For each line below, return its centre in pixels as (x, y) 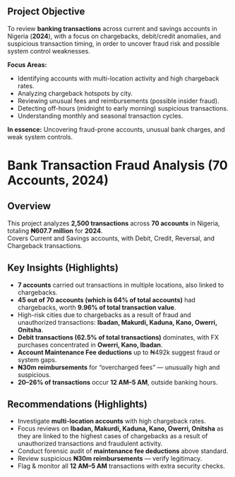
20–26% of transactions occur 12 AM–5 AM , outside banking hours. (117, 382)
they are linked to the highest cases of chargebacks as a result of (113, 436)
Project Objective (46, 12)
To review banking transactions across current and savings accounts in (112, 28)
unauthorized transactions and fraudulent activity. (90, 444)
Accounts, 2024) (58, 180)
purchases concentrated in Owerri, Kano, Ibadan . (90, 345)
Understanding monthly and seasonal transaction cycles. (100, 116)
